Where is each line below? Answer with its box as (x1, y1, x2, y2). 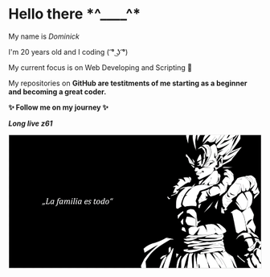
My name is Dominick (8, 31, 80, 41)
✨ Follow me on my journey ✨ (8, 102, 108, 112)
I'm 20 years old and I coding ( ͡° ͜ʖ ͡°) (8, 47, 129, 56)
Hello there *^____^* (8, 5, 141, 23)
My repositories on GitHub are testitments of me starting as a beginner (8, 78, 247, 88)
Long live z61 (8, 118, 53, 128)
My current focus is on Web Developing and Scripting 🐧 (8, 62, 193, 72)
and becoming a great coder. (8, 86, 107, 97)
